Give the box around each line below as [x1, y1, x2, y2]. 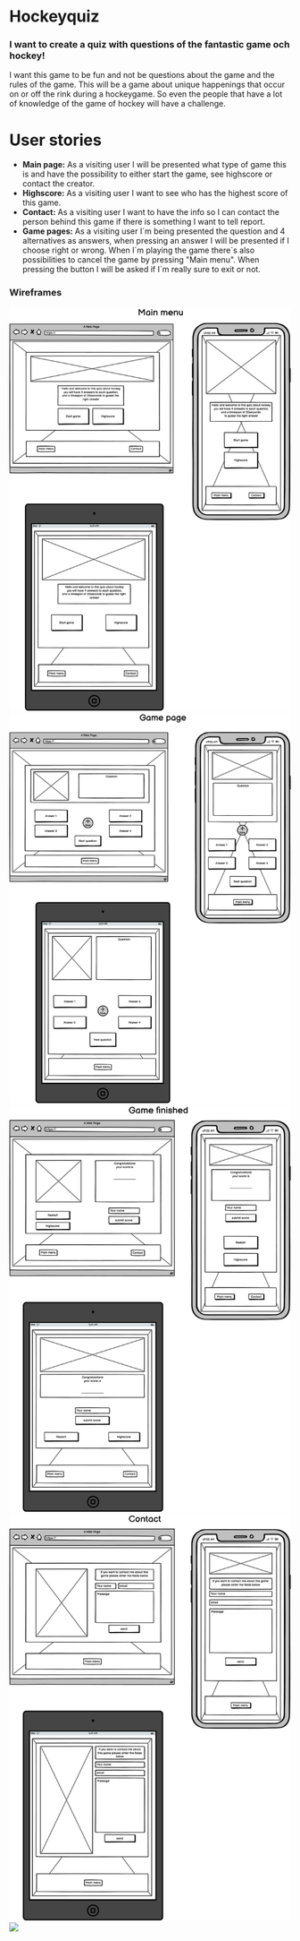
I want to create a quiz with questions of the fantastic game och [9, 39, 290, 51]
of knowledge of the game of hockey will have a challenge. [9, 99, 226, 109]
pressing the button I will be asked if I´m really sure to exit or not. [21, 264, 261, 275]
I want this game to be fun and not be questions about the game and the [9, 70, 275, 81]
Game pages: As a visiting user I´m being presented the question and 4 [21, 226, 286, 236]
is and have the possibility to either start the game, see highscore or [21, 168, 273, 180]
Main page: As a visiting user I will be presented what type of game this [21, 159, 287, 170]
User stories [9, 130, 103, 150]
